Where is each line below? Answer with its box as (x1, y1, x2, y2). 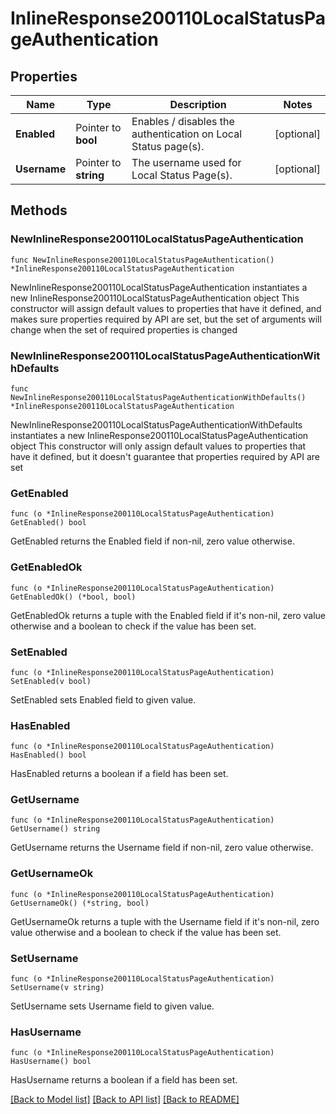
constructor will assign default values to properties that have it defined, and (10, 302, 322, 314)
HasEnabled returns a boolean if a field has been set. (10, 768, 229, 780)
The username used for (131, 156, 242, 169)
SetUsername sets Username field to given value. (10, 1000, 215, 1012)
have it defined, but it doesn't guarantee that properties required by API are (10, 450, 320, 462)
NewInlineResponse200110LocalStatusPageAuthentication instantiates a (10, 281, 308, 293)
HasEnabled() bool (10, 750, 87, 761)
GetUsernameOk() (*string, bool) (10, 898, 150, 908)
